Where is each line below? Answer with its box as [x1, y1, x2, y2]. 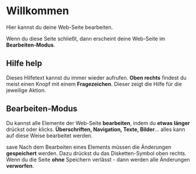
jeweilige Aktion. [6, 87, 46, 94]
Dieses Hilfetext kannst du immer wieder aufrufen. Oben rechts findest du [6, 74, 187, 81]
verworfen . [6, 162, 34, 169]
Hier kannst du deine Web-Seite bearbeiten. [6, 24, 113, 31]
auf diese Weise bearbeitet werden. [6, 132, 93, 139]
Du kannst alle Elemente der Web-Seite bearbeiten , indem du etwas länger [6, 119, 190, 126]
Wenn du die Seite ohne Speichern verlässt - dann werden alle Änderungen [6, 156, 190, 163]
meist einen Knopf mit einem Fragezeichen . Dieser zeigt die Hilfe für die [6, 80, 182, 87]
